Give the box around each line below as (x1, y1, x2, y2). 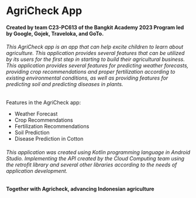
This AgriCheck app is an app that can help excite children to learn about (6, 43, 184, 50)
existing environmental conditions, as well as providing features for (6, 74, 169, 81)
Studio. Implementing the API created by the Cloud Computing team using (6, 155, 185, 162)
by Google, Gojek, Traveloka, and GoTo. (6, 30, 104, 37)
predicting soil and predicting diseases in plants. (6, 81, 123, 88)
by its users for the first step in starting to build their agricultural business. (6, 56, 185, 63)
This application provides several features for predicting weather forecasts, (6, 62, 189, 69)
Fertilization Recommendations (14, 122, 90, 129)
